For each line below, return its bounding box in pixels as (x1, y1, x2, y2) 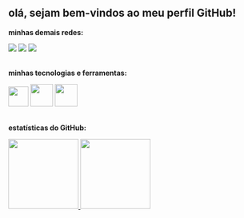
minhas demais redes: (8, 27, 84, 37)
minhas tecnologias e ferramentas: (8, 68, 127, 77)
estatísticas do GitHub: (8, 123, 86, 133)
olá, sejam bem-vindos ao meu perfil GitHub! (8, 6, 236, 20)
